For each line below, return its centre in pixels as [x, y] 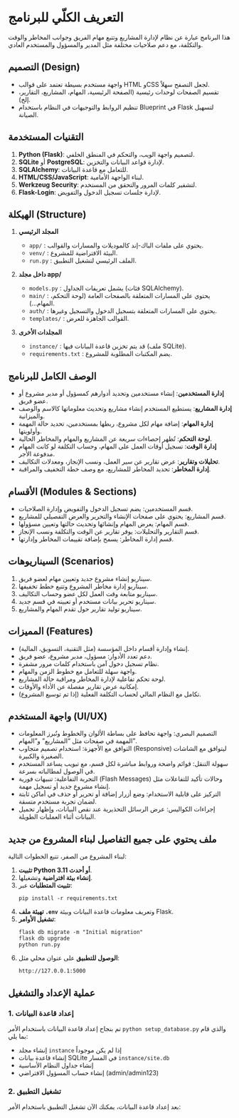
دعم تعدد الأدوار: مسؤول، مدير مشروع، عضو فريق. [85, 656]
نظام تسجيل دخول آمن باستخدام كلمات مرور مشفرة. [89, 663]
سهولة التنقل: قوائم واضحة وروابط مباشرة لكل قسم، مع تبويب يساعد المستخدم [123, 764]
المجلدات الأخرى [40, 332]
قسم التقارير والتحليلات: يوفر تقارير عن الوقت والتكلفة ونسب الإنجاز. [109, 531]
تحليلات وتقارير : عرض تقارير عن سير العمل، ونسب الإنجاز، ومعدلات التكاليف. [119, 461]
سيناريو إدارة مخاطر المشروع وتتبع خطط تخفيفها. [83, 586]
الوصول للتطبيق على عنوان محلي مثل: [69, 958]
